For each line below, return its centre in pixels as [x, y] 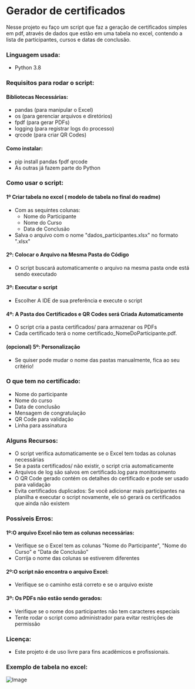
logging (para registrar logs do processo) [64, 129]
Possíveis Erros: [30, 519]
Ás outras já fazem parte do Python [58, 168]
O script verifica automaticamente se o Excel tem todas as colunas [95, 453]
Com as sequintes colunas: [47, 210]
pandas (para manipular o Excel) [54, 110]
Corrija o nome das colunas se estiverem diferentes [77, 558]
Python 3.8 [28, 68]
